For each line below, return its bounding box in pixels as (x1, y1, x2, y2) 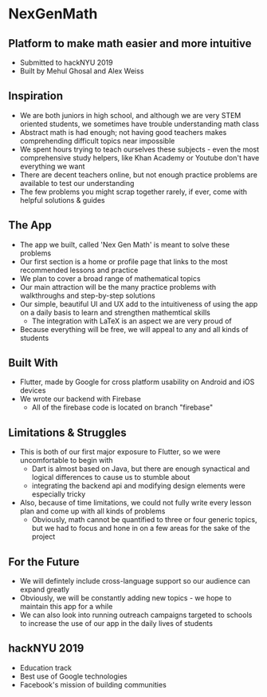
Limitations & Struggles (8, 426, 128, 439)
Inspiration (8, 89, 64, 103)
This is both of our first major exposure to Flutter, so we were (19, 447, 221, 457)
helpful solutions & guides (19, 195, 105, 204)
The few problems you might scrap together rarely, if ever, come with (19, 187, 248, 196)
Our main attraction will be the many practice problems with (19, 282, 217, 291)
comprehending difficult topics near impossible (19, 136, 175, 145)
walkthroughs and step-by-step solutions (19, 291, 155, 300)
